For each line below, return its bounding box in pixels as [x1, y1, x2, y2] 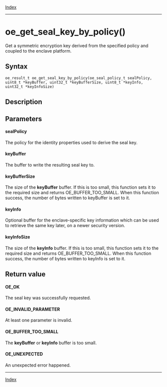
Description [5, 98, 42, 106]
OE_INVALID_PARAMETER [5, 306, 60, 312]
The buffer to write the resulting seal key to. [5, 161, 95, 168]
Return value [5, 270, 46, 278]
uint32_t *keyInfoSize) [5, 84, 55, 89]
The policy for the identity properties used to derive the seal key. [5, 139, 138, 146]
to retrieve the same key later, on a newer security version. [5, 223, 125, 229]
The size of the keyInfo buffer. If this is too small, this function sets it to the [5, 245, 159, 251]
